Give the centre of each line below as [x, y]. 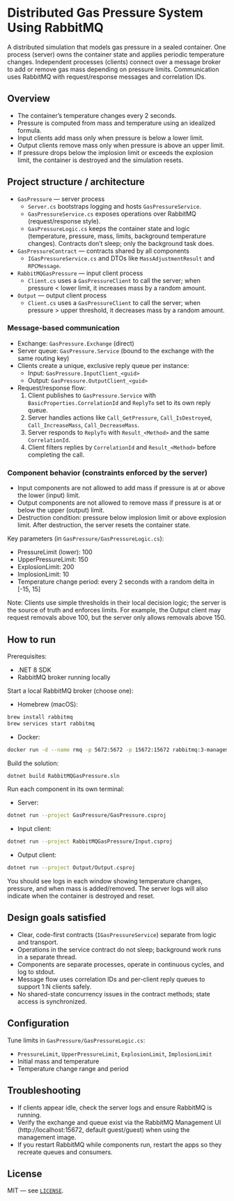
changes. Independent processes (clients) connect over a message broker [114, 61]
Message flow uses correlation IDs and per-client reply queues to [111, 979]
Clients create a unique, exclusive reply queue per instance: [103, 365]
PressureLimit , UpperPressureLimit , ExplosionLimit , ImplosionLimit [115, 1054]
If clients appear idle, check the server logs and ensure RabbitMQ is [115, 1107]
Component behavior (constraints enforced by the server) [107, 473]
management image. [47, 1137]
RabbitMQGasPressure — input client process [80, 273]
